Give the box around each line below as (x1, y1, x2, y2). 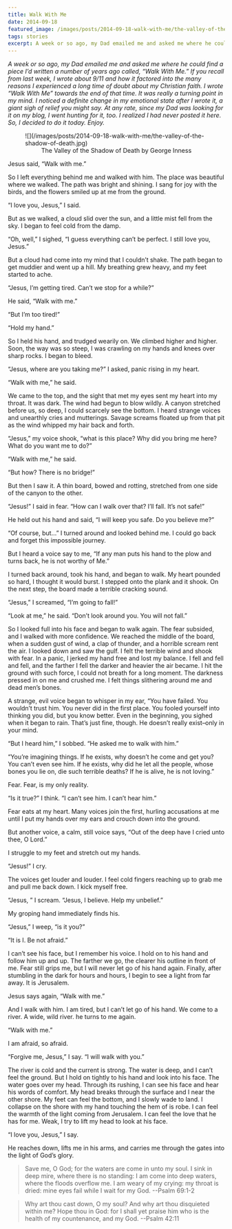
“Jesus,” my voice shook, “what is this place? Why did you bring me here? (8, 434, 218, 443)
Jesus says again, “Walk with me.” (8, 992, 105, 1000)
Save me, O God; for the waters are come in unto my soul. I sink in (24, 1164, 213, 1173)
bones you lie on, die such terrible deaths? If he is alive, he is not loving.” (8, 768, 215, 776)
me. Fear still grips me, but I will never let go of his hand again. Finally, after (8, 964, 222, 972)
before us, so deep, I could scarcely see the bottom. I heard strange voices (8, 406, 221, 414)
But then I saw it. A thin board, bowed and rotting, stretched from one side (8, 482, 218, 490)
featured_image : (8, 25, 54, 32)
